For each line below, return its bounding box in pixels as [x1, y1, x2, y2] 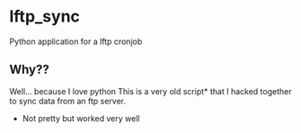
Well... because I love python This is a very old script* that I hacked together [9, 85, 292, 96]
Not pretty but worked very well [22, 112, 140, 123]
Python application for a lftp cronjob [9, 36, 143, 47]
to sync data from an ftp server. [9, 95, 127, 106]
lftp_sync [9, 6, 81, 27]
